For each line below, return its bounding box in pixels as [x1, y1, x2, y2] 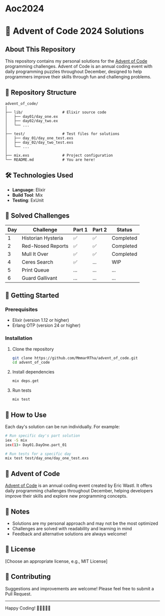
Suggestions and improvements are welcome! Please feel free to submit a [5, 585, 154, 591]
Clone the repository [12, 346, 54, 352]
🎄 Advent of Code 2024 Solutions [5, 26, 144, 37]
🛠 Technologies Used [5, 171, 74, 180]
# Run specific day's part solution [5, 433, 80, 438]
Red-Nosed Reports [22, 242, 69, 249]
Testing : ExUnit [12, 197, 44, 203]
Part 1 [73, 226, 88, 233]
